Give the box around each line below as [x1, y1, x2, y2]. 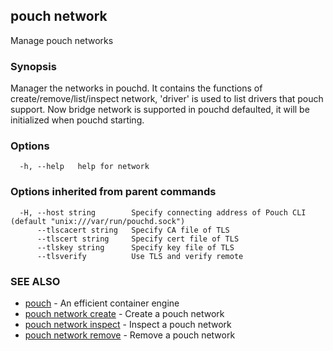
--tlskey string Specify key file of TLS [36, 242, 235, 253]
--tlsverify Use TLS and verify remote [36, 251, 244, 261]
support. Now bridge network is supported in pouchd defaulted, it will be [10, 104, 310, 116]
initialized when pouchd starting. [10, 114, 145, 126]
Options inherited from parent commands [10, 185, 217, 199]
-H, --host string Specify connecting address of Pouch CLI [19, 207, 307, 218]
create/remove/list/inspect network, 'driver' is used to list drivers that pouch [10, 93, 324, 105]
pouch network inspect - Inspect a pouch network [24, 319, 232, 330]
